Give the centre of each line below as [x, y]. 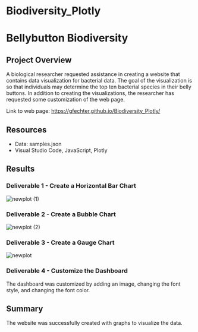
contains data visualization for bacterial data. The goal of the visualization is [99, 81]
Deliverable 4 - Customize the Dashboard [67, 271]
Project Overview [39, 60]
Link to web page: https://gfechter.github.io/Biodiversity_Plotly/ [83, 111]
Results [21, 169]
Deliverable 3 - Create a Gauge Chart [60, 242]
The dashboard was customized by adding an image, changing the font [93, 284]
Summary [25, 309]
